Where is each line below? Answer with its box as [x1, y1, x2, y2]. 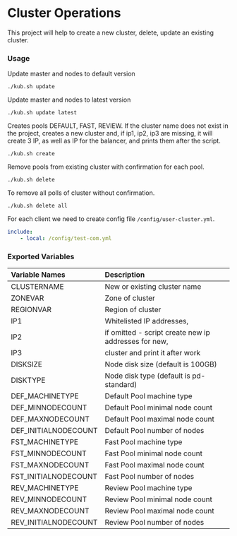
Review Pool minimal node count [104, 494, 213, 504]
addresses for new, [104, 337, 169, 347]
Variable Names [11, 270, 66, 280]
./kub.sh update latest [7, 109, 78, 117]
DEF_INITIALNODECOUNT [11, 426, 98, 436]
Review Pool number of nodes [104, 518, 205, 528]
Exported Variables [7, 251, 75, 261]
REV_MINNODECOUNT [11, 494, 87, 504]
